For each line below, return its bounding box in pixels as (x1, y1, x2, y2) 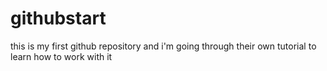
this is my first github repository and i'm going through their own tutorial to (10, 40, 317, 52)
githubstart (10, 7, 107, 30)
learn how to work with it (10, 50, 113, 62)
